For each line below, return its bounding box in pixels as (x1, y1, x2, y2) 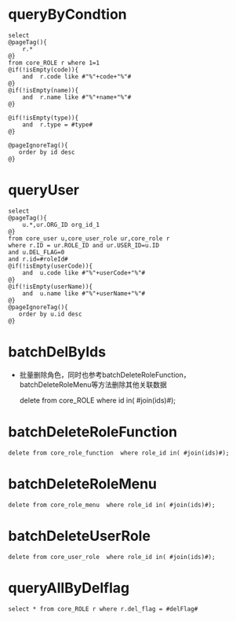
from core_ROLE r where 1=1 (8, 59, 100, 67)
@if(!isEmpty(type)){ (8, 114, 79, 122)
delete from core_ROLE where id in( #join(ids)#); (19, 395, 176, 405)
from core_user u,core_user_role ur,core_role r (8, 234, 170, 243)
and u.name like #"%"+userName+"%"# (22, 289, 146, 298)
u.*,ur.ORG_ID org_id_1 (22, 221, 100, 228)
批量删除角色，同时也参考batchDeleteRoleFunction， (19, 370, 191, 379)
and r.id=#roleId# (8, 255, 68, 263)
